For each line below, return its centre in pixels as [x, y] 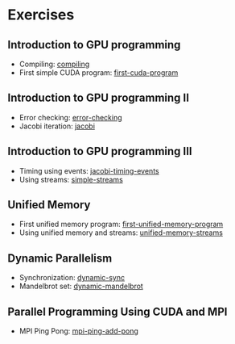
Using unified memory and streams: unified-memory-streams [121, 233]
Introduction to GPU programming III [100, 151]
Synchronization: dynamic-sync [72, 278]
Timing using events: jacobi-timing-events [89, 170]
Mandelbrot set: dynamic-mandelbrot [81, 286]
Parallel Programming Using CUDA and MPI [117, 311]
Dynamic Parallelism [60, 258]
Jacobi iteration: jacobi [57, 126]
